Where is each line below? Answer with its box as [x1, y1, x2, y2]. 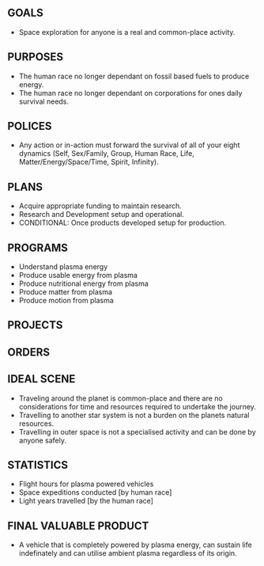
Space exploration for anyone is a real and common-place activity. [18, 27, 236, 36]
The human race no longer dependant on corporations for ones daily [18, 88, 243, 97]
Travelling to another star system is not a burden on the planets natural [18, 410, 250, 420]
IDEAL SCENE [7, 372, 76, 386]
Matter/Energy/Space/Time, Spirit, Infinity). [18, 158, 159, 167]
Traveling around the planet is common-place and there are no [18, 393, 223, 403]
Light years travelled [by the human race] [18, 496, 153, 506]
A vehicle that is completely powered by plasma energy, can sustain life [18, 540, 252, 549]
